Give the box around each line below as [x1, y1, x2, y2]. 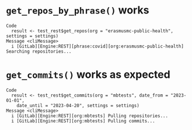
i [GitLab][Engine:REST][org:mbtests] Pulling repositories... [11, 112, 168, 119]
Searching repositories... [6, 48, 72, 54]
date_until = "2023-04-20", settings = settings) [16, 102, 140, 108]
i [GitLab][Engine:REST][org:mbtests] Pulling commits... [11, 118, 156, 124]
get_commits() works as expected [6, 68, 170, 81]
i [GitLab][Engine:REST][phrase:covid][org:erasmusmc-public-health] [11, 43, 184, 49]
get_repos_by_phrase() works [6, 4, 149, 17]
